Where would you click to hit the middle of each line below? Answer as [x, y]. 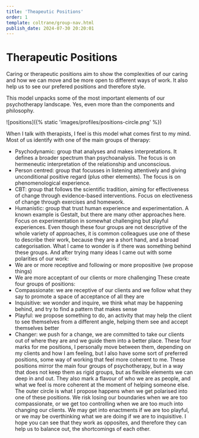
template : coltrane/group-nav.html [50, 23]
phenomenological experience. [53, 183]
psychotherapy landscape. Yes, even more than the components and [90, 104]
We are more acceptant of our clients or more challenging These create [102, 278]
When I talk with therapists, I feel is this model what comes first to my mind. [99, 134]
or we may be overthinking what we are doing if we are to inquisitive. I [100, 417]
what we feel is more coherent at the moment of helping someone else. [102, 385]
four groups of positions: [45, 284]
